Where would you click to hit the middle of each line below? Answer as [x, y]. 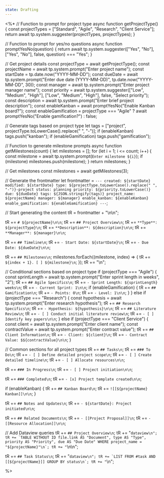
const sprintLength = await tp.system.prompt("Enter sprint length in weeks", [82, 277]
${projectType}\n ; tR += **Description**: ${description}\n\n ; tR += [76, 227]
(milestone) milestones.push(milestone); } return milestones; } [68, 161]
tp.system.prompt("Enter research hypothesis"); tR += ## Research [73, 303]
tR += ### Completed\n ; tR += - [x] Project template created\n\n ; [73, 379]
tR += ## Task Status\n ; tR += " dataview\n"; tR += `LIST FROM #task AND [81, 456]
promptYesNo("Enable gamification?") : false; [51, 116]
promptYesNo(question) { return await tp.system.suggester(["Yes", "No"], [80, 49]
